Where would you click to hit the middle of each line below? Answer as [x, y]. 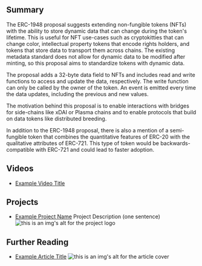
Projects [22, 202]
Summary [25, 10]
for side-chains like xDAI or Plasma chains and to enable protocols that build [101, 112]
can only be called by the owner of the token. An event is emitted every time [101, 88]
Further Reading [37, 242]
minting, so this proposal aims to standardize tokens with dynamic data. [96, 63]
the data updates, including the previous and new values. [78, 94]
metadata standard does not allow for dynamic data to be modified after [96, 56]
